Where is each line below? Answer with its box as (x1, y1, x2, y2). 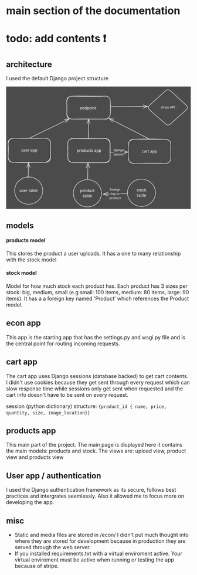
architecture (6, 59, 53, 69)
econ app (6, 318, 41, 328)
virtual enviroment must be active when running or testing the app (14, 556, 175, 563)
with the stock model (6, 256, 57, 263)
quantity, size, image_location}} (6, 410, 91, 416)
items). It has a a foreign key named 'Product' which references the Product (6, 295, 189, 302)
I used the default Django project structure (6, 75, 109, 82)
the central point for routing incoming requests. (6, 340, 120, 347)
